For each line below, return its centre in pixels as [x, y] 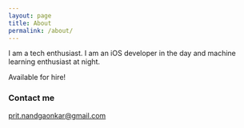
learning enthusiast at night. [54, 62]
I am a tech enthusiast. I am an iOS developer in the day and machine [122, 54]
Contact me [32, 98]
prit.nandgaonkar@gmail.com [57, 115]
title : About [30, 23]
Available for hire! [37, 78]
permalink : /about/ [41, 30]
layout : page [30, 16]
